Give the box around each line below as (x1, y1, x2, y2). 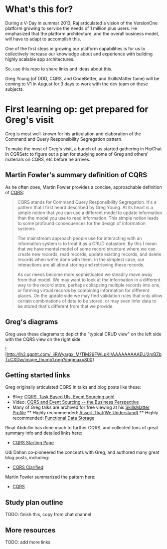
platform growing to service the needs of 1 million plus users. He (5, 25, 138, 31)
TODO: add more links (5, 539, 51, 545)
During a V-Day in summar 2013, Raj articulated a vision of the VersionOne (5, 20, 158, 26)
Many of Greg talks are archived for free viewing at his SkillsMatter (12, 404, 150, 410)
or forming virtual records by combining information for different (17, 287, 150, 293)
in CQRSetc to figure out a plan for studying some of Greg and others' (5, 151, 149, 157)
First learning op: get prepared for (5, 104, 149, 115)
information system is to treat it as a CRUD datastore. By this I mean (17, 241, 157, 247)
